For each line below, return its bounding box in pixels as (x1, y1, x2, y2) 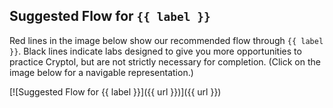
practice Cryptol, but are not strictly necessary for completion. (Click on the (9, 55, 321, 68)
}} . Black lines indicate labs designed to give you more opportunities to (9, 45, 302, 57)
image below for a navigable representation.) (9, 66, 194, 78)
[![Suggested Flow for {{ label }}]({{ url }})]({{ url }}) (9, 85, 222, 98)
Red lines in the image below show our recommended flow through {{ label (9, 34, 324, 46)
